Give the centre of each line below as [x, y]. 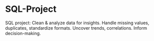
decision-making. [23, 33]
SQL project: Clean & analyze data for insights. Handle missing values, [77, 23]
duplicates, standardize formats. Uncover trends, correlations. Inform [76, 28]
